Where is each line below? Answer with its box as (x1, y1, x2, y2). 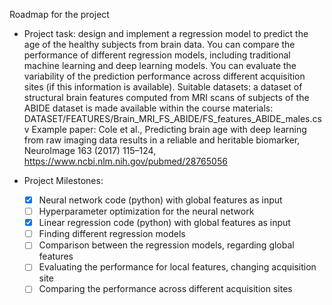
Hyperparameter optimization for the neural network (38, 205, 255, 218)
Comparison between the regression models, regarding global (38, 239, 295, 251)
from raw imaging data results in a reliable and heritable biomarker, (23, 134, 301, 146)
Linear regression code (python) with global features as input (38, 217, 291, 229)
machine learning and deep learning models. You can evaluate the (23, 60, 297, 71)
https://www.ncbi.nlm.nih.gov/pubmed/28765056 (23, 155, 228, 167)
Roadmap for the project (9, 9, 110, 20)
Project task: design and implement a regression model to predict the (23, 28, 309, 39)
